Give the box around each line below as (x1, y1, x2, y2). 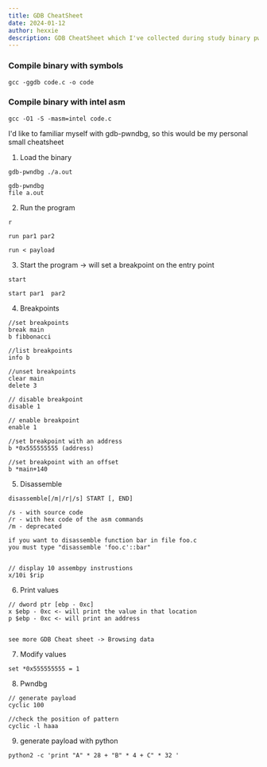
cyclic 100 (8, 701, 44, 709)
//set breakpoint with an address (8, 437, 123, 445)
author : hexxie (8, 26, 59, 34)
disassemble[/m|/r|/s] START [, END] (8, 495, 133, 503)
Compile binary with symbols (8, 61, 124, 72)
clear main (8, 374, 44, 382)
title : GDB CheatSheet (8, 11, 83, 20)
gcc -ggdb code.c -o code (8, 78, 94, 86)
